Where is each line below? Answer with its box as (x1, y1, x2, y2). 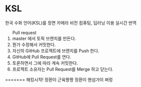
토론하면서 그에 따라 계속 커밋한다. (12, 60, 78, 66)
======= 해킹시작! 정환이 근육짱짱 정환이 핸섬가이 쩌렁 (5, 77, 113, 83)
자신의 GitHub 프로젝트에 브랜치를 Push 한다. (12, 48, 100, 54)
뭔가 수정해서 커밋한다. (12, 41, 56, 47)
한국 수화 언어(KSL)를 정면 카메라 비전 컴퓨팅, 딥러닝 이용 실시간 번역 (5, 20, 137, 26)
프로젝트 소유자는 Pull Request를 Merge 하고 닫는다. (12, 66, 114, 72)
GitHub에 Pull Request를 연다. (12, 54, 71, 59)
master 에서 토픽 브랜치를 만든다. (12, 35, 76, 41)
